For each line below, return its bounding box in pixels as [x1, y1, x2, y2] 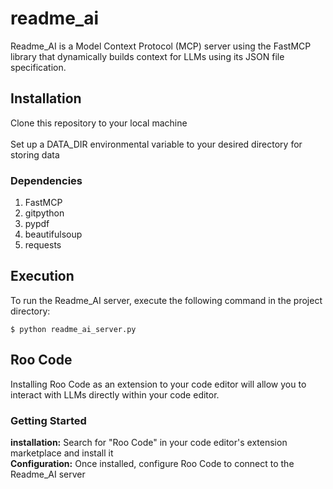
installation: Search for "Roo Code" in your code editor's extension [10, 436, 288, 448]
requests [24, 239, 62, 251]
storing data [10, 148, 60, 161]
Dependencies [10, 173, 83, 187]
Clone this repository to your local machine [10, 117, 188, 129]
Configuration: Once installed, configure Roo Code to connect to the [10, 457, 295, 469]
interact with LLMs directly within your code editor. [10, 388, 220, 401]
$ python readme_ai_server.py [10, 324, 137, 334]
